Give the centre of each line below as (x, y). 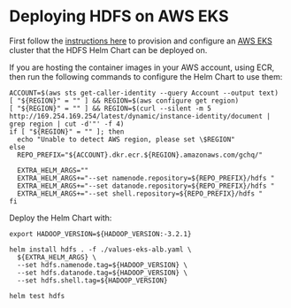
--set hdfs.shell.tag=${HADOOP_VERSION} (92, 281)
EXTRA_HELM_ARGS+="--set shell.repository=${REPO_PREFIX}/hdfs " (140, 193)
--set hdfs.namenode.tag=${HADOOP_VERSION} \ (103, 265)
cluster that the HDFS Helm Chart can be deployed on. (108, 50)
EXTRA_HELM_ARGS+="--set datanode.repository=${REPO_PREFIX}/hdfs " (146, 186)
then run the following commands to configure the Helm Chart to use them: (146, 76)
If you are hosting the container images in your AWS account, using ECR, (142, 67)
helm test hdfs (37, 296)
